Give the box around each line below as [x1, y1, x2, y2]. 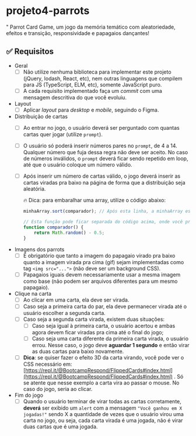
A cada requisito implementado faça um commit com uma [23, 87, 162, 94]
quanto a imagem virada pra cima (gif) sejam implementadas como [23, 258, 184, 265]
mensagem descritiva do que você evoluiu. [23, 94, 127, 101]
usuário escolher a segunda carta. [23, 309, 106, 316]
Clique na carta [14, 290, 51, 297]
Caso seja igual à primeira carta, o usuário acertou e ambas [32, 322, 176, 329]
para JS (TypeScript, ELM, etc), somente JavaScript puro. [23, 81, 162, 88]
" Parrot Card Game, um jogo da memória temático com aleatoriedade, [6, 23, 176, 30]
